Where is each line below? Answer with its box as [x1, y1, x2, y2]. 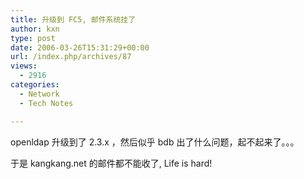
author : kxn [10, 24, 60, 34]
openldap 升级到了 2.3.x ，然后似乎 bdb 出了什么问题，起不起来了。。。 [10, 136, 300, 148]
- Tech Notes [19, 98, 74, 108]
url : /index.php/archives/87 [10, 52, 132, 62]
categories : [10, 80, 60, 90]
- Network [19, 89, 60, 99]
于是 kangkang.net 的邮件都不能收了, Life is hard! [10, 157, 213, 169]
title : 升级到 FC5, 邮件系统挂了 [10, 14, 137, 25]
